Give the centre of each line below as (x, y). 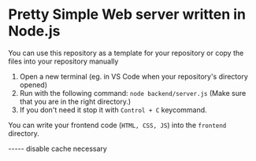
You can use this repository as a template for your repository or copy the (126, 53)
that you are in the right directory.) (75, 101)
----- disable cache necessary (58, 148)
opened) (33, 85)
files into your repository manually (63, 61)
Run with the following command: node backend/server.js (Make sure (133, 93)
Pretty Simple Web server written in (127, 15)
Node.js (34, 31)
